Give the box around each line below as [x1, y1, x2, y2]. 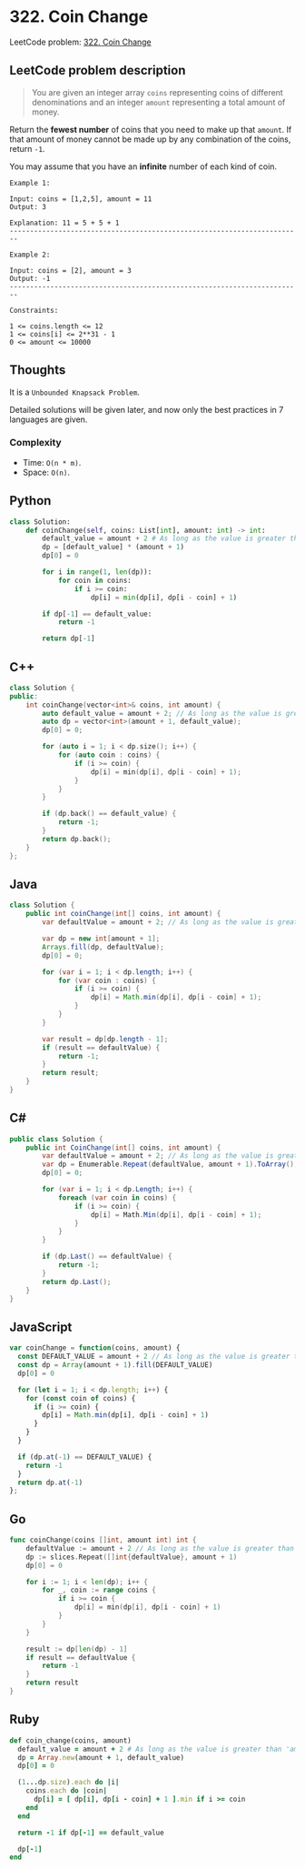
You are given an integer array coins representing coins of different [31, 86, 283, 97]
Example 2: [9, 250, 51, 259]
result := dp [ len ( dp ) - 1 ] [25, 1644, 128, 1653]
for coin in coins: [57, 576, 132, 585]
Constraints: [9, 306, 59, 315]
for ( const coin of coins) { [25, 1393, 136, 1402]
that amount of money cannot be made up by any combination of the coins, [9, 134, 291, 145]
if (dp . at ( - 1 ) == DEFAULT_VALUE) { [17, 1452, 152, 1462]
